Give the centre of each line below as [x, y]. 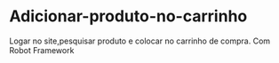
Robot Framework [42, 50]
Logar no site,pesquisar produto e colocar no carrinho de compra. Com [140, 41]
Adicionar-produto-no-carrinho [128, 16]
